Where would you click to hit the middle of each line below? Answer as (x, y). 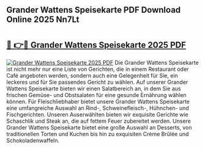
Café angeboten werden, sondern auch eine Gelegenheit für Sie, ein (92, 75)
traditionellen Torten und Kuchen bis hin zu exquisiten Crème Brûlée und (98, 134)
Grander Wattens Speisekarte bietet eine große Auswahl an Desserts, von (99, 127)
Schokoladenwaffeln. (33, 140)
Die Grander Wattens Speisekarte (157, 63)
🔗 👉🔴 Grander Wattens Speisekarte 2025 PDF (96, 45)
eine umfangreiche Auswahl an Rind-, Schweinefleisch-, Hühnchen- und (98, 108)
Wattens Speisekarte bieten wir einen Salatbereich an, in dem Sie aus (94, 89)
